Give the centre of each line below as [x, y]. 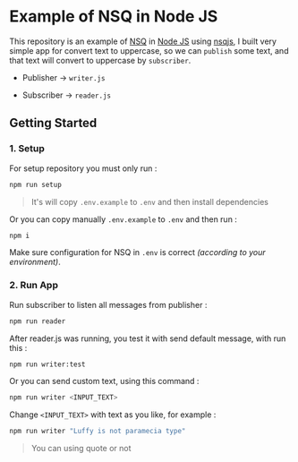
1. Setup [27, 149]
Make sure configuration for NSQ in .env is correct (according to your [137, 252]
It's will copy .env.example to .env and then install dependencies [149, 201]
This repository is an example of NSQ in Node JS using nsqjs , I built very [143, 41]
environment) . [35, 262]
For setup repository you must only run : [83, 168]
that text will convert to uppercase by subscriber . [100, 60]
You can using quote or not [81, 449]
